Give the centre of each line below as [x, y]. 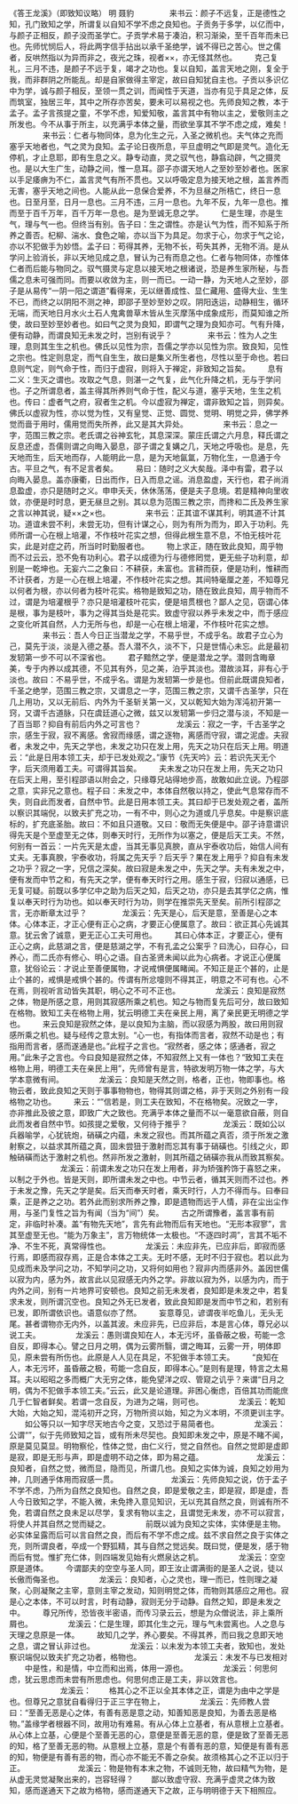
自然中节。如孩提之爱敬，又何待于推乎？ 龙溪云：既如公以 [162, 1124]
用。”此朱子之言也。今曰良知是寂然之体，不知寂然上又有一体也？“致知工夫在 [147, 1057]
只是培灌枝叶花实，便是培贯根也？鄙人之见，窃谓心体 [192, 602]
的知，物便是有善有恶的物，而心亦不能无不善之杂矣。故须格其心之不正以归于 [149, 1757]
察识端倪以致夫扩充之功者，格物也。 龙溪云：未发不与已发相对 [149, 1657]
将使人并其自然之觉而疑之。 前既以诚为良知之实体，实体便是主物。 [147, 1524]
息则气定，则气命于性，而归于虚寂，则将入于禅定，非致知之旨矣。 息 [142, 368]
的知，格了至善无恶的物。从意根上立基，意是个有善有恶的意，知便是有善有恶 [149, 1746]
